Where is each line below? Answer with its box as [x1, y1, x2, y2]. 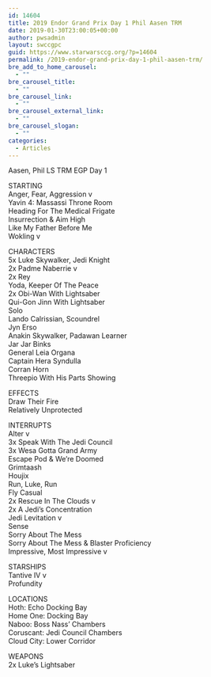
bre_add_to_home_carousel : [8, 63, 97, 71]
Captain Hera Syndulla [8, 356, 81, 366]
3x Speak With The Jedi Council [8, 437, 113, 447]
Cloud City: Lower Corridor [8, 637, 96, 646]
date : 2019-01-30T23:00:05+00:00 [8, 26, 119, 34]
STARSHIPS [8, 562, 47, 572]
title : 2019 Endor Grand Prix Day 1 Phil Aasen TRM [8, 19, 182, 27]
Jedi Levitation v [8, 513, 62, 523]
